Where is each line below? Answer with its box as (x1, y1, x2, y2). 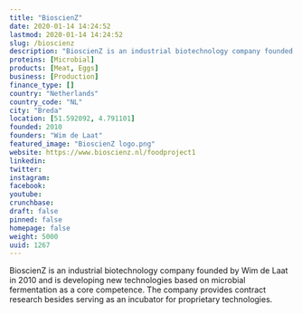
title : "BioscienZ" (9, 13, 83, 23)
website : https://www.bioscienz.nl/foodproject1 (9, 147, 196, 157)
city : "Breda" (9, 106, 63, 115)
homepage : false (9, 224, 71, 233)
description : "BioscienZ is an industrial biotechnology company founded (9, 47, 294, 56)
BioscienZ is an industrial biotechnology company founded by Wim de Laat (9, 265, 288, 276)
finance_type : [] (9, 81, 75, 90)
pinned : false (9, 214, 63, 224)
